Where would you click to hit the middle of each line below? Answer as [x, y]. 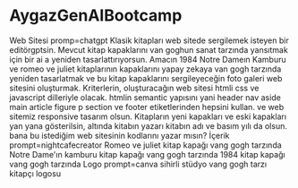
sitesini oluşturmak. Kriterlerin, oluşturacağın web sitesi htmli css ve [134, 88]
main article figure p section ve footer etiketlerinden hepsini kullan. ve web [147, 107]
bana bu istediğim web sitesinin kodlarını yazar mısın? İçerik [119, 135]
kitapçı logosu [35, 173]
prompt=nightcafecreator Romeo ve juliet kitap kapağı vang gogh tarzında [145, 145]
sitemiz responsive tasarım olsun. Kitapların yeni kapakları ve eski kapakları [148, 116]
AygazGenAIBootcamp [96, 16]
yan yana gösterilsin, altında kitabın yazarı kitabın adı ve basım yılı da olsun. [149, 125]
